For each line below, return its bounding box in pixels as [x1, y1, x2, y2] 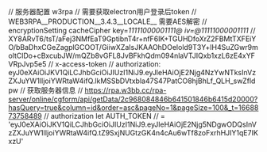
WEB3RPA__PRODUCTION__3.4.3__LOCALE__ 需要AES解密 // [8, 17, 207, 26]
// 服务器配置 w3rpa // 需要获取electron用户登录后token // [8, 7, 197, 16]
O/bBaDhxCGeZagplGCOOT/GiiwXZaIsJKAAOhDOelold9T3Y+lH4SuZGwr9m [8, 43, 258, 51]
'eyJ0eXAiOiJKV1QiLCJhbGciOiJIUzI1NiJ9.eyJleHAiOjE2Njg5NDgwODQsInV [8, 120, 257, 129]
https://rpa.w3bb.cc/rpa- [84, 85, 167, 95]
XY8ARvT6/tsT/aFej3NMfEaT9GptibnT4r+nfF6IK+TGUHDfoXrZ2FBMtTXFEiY [8, 34, 257, 44]
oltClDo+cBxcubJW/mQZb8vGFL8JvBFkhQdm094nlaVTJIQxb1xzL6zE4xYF [8, 51, 256, 60]
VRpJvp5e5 [8, 59, 47, 69]
